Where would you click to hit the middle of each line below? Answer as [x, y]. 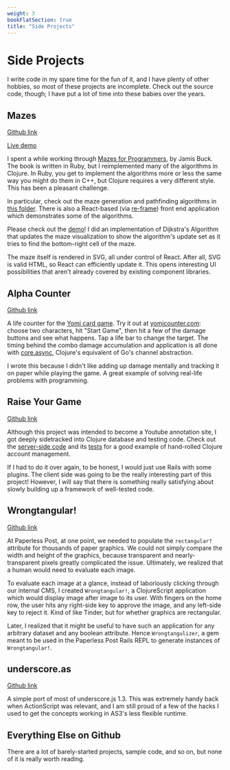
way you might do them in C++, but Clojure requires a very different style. [111, 181]
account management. [39, 454]
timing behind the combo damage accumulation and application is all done [112, 345]
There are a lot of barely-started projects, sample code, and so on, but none [115, 752]
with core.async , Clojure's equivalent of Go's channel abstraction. [100, 352]
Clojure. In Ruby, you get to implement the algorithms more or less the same [114, 173]
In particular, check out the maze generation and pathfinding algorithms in [112, 201]
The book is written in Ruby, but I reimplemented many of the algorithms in [113, 166]
